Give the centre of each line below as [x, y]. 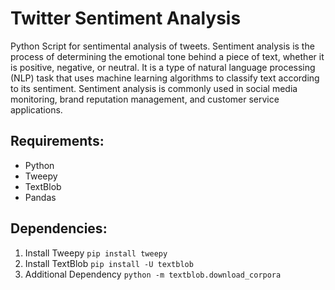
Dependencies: [59, 228]
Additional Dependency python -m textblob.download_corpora [153, 274]
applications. [36, 109]
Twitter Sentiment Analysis [126, 18]
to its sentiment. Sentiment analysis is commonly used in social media [154, 88]
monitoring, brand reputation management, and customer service [145, 99]
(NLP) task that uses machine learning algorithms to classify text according [165, 78]
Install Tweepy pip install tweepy [96, 253]
